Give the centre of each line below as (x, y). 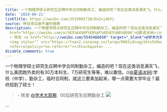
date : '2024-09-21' (25, 14)
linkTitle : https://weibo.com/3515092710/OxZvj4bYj (60, 19)
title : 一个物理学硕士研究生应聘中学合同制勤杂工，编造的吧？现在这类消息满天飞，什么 (83, 10)
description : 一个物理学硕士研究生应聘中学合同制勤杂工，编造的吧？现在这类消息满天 (83, 28)
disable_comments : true (30, 51)
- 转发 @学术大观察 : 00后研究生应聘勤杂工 (61, 95)
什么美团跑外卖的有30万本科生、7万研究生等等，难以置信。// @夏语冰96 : (79, 72)
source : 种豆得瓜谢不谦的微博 (33, 24)
